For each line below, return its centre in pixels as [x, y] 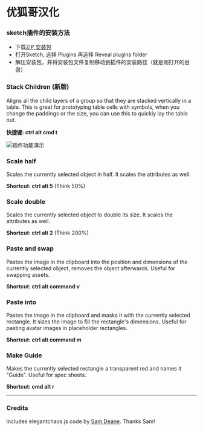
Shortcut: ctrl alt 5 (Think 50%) [46, 186]
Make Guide [24, 355]
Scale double [26, 202]
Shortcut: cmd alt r [30, 387]
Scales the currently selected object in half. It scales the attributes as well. [99, 174]
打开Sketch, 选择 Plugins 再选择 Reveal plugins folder [81, 54]
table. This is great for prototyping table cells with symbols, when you [93, 107]
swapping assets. [28, 274]
